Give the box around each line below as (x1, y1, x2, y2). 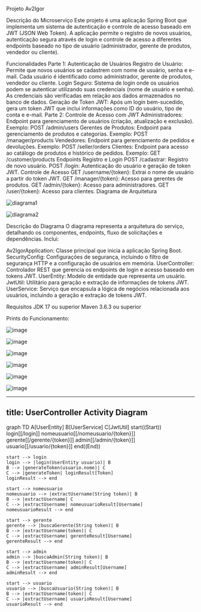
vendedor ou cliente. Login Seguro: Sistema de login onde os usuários (6, 79, 179, 86)
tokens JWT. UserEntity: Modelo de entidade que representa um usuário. (6, 272, 187, 280)
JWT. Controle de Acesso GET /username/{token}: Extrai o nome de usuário (6, 169, 194, 176)
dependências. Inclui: (6, 235, 59, 242)
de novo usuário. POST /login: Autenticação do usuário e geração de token (6, 162, 191, 169)
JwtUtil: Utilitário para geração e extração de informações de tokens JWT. (6, 279, 190, 286)
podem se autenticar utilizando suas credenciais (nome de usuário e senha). (6, 86, 195, 92)
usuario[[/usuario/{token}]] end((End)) (6, 442, 100, 449)
